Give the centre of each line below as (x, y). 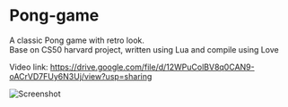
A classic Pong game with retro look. (77, 40)
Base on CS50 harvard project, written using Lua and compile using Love (144, 49)
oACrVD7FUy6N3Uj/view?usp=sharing (81, 76)
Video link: (29, 67)
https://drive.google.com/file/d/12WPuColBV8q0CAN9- (152, 67)
